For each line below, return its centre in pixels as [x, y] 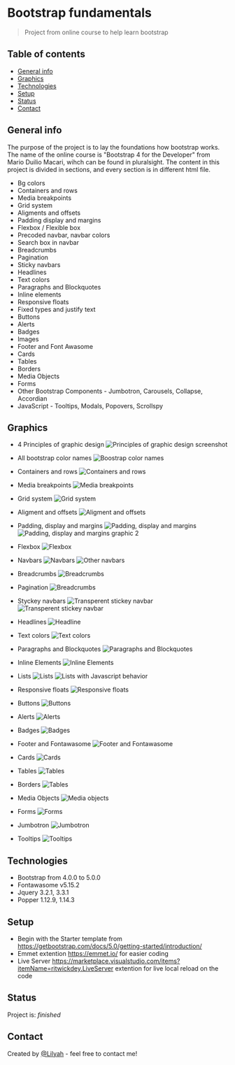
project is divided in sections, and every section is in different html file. [109, 169]
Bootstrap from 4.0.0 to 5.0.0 [59, 878]
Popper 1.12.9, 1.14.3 [46, 900]
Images [28, 339]
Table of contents [46, 54]
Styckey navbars [42, 601]
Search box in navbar [48, 242]
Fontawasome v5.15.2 [48, 885]
